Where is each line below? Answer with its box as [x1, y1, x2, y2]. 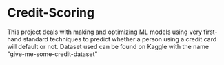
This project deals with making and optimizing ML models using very [7, 28, 202, 36]
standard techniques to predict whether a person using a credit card [23, 35, 217, 43]
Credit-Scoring [7, 5, 95, 21]
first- [203, 28, 218, 36]
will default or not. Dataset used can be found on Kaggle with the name [7, 42, 210, 50]
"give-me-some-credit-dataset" [7, 50, 98, 58]
